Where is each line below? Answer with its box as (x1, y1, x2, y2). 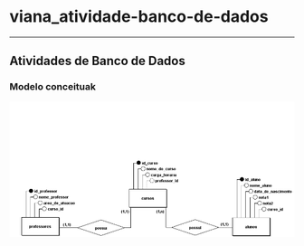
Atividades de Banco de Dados (9, 53, 185, 69)
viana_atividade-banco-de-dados (9, 6, 269, 27)
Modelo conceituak (9, 80, 97, 93)
